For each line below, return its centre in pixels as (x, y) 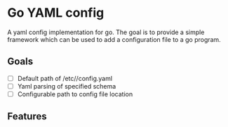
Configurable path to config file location (75, 94)
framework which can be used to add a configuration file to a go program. (114, 39)
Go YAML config (56, 13)
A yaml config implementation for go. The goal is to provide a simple (106, 32)
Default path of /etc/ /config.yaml (65, 78)
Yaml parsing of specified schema (67, 86)
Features (27, 117)
